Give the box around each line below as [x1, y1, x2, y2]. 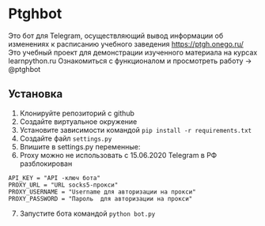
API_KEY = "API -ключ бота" [8, 174, 101, 182]
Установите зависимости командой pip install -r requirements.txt [19, 125, 252, 134]
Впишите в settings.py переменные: [19, 141, 141, 151]
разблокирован [19, 159, 73, 168]
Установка [8, 88, 63, 101]
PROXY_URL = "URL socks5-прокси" [8, 181, 119, 189]
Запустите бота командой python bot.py [19, 209, 156, 218]
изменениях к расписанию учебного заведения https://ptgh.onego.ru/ [8, 39, 244, 48]
